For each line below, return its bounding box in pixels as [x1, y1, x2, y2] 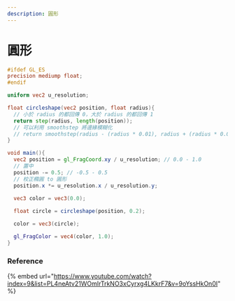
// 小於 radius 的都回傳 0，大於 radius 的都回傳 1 [13, 111, 154, 118]
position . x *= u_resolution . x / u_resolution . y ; [13, 182, 158, 189]
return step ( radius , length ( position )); [13, 117, 133, 125]
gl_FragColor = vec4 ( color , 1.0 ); [13, 233, 114, 240]
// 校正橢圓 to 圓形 [13, 176, 67, 183]
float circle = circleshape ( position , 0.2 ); [13, 208, 145, 215]
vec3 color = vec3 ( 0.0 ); [13, 195, 86, 202]
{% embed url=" [7, 272, 55, 281]
